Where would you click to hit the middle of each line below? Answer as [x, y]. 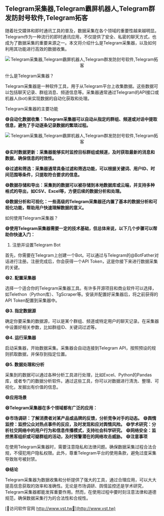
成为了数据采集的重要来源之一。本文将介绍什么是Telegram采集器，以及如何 [81, 42]
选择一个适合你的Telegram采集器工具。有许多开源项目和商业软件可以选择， [81, 288]
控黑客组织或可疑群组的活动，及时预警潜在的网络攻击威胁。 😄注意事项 [76, 436]
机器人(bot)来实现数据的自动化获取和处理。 [48, 98]
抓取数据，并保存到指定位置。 [39, 354]
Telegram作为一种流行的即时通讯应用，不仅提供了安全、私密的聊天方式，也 [81, 37]
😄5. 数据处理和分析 [25, 364]
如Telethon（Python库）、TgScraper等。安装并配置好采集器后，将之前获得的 [82, 294]
